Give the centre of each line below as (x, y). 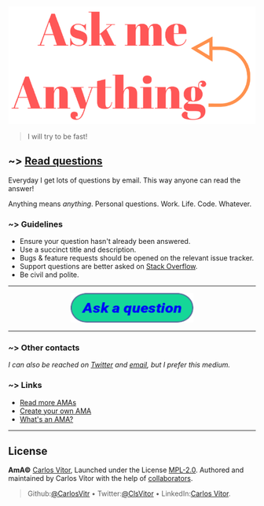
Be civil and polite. (49, 275)
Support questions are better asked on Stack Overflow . (108, 266)
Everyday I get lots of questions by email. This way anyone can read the (125, 180)
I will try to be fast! (57, 136)
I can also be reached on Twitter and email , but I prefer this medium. (119, 365)
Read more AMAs (48, 402)
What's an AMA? (46, 419)
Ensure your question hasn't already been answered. (105, 241)
